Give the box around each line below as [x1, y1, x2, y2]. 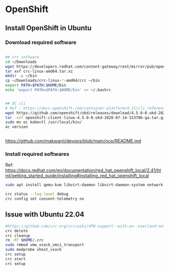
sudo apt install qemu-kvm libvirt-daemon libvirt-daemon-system [5, 183, 145, 188]
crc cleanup [5, 233, 30, 238]
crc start [5, 256, 26, 261]
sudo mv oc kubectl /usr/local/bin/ [5, 120, 82, 125]
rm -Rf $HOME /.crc [5, 238, 44, 243]
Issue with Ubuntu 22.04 [5, 210, 84, 219]
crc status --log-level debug [5, 192, 69, 197]
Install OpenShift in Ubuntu [5, 24, 92, 32]
